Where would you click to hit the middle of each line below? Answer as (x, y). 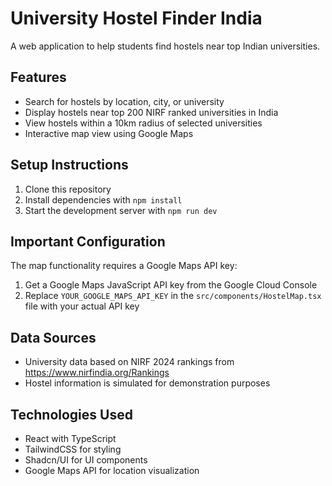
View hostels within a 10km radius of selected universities (143, 123)
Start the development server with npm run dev (121, 210)
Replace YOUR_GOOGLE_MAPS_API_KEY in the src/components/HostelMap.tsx (173, 296)
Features (38, 77)
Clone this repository (68, 189)
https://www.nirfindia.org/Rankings (97, 373)
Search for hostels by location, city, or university (124, 101)
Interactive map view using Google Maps (109, 133)
